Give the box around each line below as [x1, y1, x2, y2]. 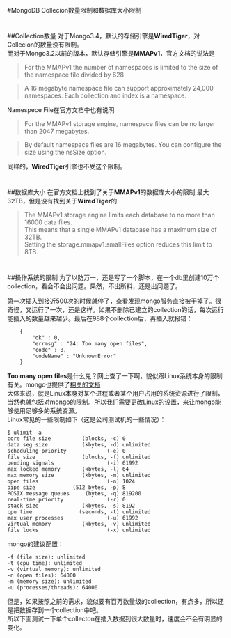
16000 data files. [24, 218, 73, 226]
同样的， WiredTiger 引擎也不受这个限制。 [7, 162, 127, 171]
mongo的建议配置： [7, 539, 64, 548]
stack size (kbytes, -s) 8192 [7, 502, 136, 509]
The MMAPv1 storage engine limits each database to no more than [24, 211, 216, 219]
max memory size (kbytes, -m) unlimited [7, 472, 151, 478]
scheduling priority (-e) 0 [7, 447, 127, 454]
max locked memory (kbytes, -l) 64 [7, 465, 129, 472]
